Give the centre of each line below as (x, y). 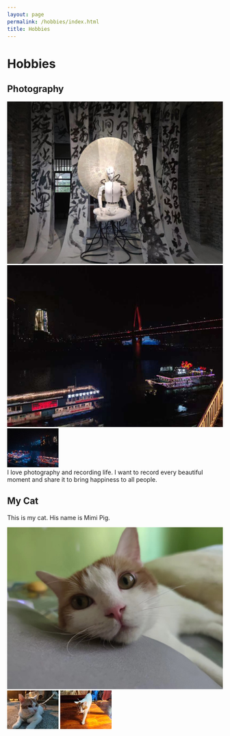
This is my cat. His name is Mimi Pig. (59, 517)
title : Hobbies (29, 29)
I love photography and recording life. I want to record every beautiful (105, 472)
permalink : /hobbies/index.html (53, 22)
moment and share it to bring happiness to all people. (82, 479)
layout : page (26, 14)
